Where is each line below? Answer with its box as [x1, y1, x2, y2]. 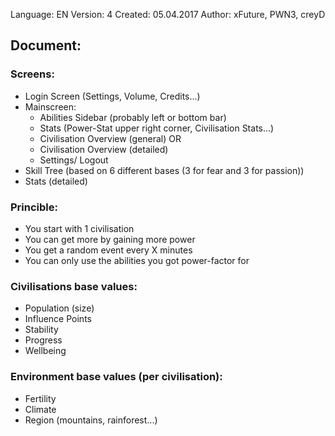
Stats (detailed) [24, 175, 88, 187]
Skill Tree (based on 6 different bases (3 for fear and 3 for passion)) [24, 164, 305, 176]
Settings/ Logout [39, 154, 109, 166]
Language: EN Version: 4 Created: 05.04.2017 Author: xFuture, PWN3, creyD [10, 9, 326, 20]
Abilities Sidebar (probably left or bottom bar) [39, 111, 227, 123]
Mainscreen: [24, 100, 77, 113]
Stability [24, 324, 59, 336]
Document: [10, 37, 82, 54]
